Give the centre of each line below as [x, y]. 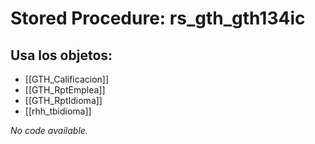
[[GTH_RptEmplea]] [65, 90]
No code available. [49, 130]
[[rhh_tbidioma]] [58, 111]
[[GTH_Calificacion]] [67, 79]
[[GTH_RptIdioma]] [63, 100]
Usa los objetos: [61, 55]
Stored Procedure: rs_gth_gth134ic [158, 18]
